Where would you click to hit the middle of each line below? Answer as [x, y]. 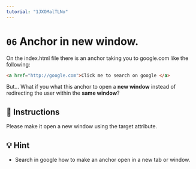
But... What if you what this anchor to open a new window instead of [91, 87]
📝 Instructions [33, 112]
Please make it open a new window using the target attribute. [82, 126]
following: [18, 64]
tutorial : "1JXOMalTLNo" [37, 12]
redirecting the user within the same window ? [63, 93]
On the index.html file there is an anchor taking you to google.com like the [97, 58]
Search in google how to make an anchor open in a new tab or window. [102, 160]
